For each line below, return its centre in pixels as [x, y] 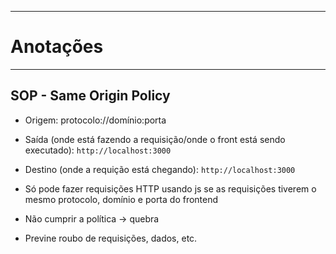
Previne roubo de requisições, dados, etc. [111, 238]
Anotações [57, 47]
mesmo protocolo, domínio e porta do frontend [121, 199]
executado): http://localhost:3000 [98, 150]
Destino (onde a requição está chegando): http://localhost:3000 [160, 169]
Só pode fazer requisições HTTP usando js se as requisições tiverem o [170, 188]
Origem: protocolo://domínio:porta [95, 120]
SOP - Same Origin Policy [90, 96]
